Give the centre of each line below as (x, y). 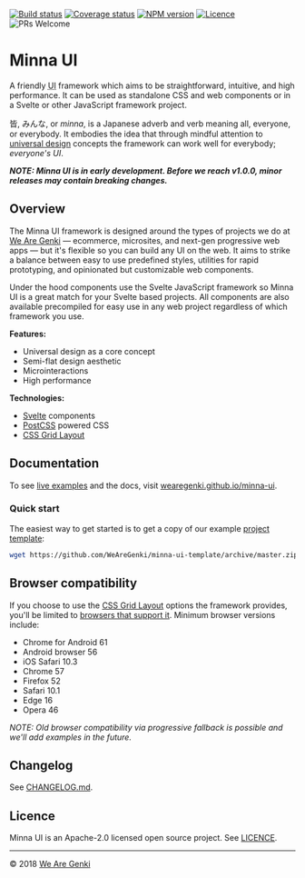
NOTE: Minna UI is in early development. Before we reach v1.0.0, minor (146, 170)
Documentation (54, 464)
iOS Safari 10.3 (50, 661)
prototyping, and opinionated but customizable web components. (132, 269)
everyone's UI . (36, 153)
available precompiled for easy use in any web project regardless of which (148, 306)
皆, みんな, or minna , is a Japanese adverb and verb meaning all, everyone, (150, 124)
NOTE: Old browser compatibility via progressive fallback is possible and (146, 727)
